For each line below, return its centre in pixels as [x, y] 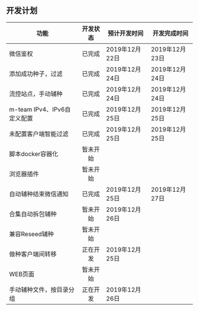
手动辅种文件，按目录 [39, 290]
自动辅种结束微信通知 [39, 193]
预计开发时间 [126, 33]
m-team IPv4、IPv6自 [40, 109]
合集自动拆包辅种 [33, 214]
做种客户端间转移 [33, 254]
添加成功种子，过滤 [36, 74]
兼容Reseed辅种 [32, 234]
